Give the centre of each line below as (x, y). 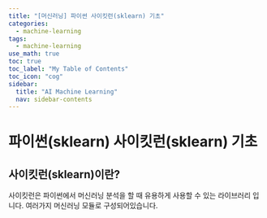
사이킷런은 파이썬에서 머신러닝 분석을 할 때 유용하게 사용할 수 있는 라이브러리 (130, 195)
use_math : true (34, 54)
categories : (28, 24)
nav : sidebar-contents (54, 99)
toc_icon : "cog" (36, 76)
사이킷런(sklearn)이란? (64, 174)
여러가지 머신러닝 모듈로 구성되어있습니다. (92, 206)
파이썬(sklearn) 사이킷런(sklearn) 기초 (133, 142)
